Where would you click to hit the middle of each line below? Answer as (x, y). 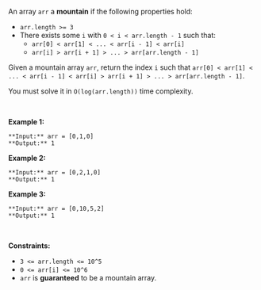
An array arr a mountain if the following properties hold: (100, 11)
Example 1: (27, 122)
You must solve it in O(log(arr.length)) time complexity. (101, 91)
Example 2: (27, 158)
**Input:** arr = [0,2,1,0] (55, 173)
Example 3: (27, 194)
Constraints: (29, 246)
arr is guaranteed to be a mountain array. (88, 278)
